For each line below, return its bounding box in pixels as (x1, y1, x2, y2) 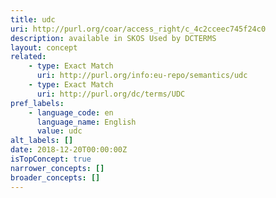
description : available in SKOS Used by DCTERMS (10, 33, 217, 43)
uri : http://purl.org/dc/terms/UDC (36, 89, 186, 99)
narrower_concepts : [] (10, 163, 105, 173)
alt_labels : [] (10, 136, 74, 146)
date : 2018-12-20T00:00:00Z (10, 145, 128, 155)
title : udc (10, 14, 56, 25)
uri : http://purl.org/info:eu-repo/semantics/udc (36, 71, 248, 81)
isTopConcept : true (10, 154, 92, 164)
